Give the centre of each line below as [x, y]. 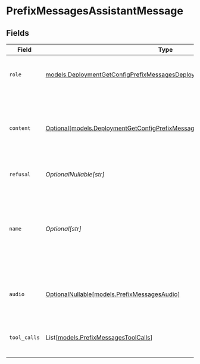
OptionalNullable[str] [75, 174]
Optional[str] [63, 229]
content [20, 128]
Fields [18, 33]
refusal [20, 174]
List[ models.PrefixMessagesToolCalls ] [99, 337]
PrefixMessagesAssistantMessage [95, 11]
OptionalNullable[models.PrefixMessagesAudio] [113, 294]
